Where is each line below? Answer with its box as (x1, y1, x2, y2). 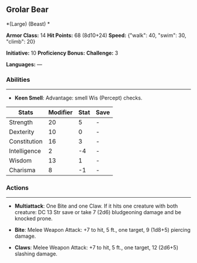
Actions (6, 184, 29, 192)
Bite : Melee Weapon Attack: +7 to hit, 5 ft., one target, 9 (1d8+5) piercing (14, 227, 191, 234)
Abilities (6, 75, 30, 84)
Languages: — (6, 61, 43, 68)
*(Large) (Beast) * (6, 20, 50, 27)
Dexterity (9, 128, 35, 136)
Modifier (48, 108, 73, 116)
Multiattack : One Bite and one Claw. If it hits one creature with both (14, 202, 178, 209)
